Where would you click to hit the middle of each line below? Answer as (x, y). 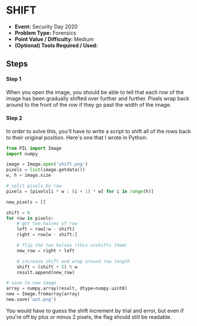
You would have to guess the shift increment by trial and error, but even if (95, 311)
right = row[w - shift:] (47, 235)
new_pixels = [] (26, 202)
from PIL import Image (34, 148)
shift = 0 (18, 213)
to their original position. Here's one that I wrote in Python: (77, 137)
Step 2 (14, 118)
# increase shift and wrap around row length (74, 261)
